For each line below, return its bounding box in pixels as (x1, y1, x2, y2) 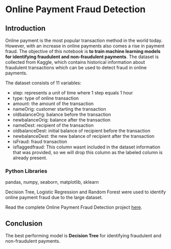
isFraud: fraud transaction (12, 139, 67, 144)
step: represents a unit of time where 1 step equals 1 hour (12, 90, 133, 95)
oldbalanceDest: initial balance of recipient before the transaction (12, 128, 151, 134)
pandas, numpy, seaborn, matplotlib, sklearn (5, 179, 99, 185)
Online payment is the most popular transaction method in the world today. (5, 37, 162, 43)
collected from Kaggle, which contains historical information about (5, 59, 145, 65)
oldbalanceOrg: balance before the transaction (12, 111, 111, 117)
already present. (12, 155, 47, 161)
